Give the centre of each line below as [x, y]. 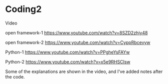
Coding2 [23, 9]
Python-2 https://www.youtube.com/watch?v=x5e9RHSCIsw [68, 61]
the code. [15, 76]
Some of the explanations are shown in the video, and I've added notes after [84, 71]
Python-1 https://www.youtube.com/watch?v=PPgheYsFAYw [68, 52]
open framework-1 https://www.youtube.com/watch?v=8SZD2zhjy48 [76, 32]
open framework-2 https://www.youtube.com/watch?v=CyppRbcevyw [78, 42]
